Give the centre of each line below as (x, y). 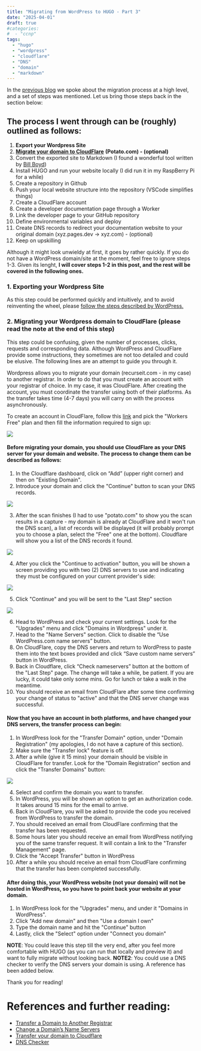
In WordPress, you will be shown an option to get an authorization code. (104, 799)
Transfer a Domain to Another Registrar (64, 1023)
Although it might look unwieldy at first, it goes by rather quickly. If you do (98, 252)
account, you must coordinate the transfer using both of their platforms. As (99, 392)
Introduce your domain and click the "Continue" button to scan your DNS (105, 486)
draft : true (22, 23)
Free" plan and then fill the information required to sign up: (79, 422)
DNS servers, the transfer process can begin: (64, 724)
